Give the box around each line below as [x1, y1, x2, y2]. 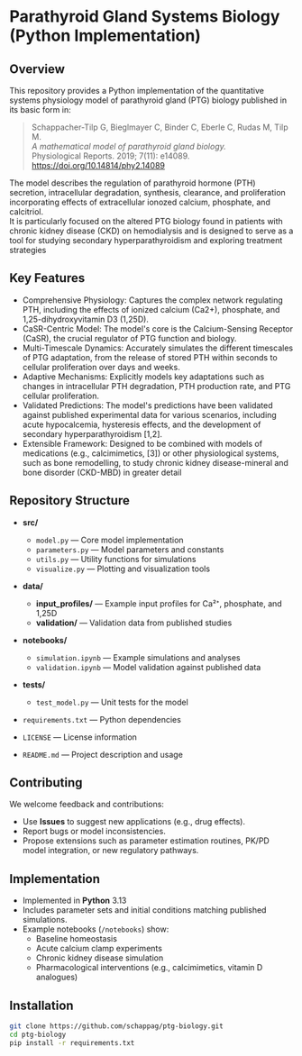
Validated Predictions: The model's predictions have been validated [22, 399, 273, 411]
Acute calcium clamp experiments [35, 943, 162, 954]
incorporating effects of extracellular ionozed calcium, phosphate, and [9, 196, 270, 207]
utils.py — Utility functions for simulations [35, 553, 197, 564]
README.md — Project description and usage [22, 749, 183, 760]
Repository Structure [9, 493, 131, 508]
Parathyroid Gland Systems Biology [9, 6, 280, 27]
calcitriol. [9, 206, 43, 217]
